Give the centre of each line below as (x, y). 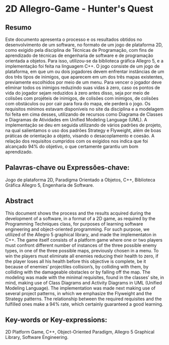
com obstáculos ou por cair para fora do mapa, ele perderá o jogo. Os (78, 104)
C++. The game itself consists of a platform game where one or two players (84, 240)
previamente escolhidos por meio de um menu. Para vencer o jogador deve (83, 82)
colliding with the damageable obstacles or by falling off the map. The (78, 272)
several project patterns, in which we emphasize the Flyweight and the (79, 293)
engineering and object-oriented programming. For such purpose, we (77, 229)
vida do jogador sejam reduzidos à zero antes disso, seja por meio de (77, 93)
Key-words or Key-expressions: (56, 320)
